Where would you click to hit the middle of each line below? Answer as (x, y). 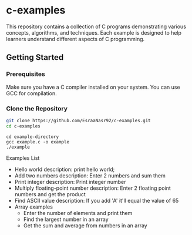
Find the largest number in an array (66, 219)
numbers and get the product (50, 194)
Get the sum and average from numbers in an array (85, 225)
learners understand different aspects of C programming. (75, 39)
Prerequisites (26, 74)
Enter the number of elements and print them (78, 213)
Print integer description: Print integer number (70, 182)
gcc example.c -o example (38, 142)
